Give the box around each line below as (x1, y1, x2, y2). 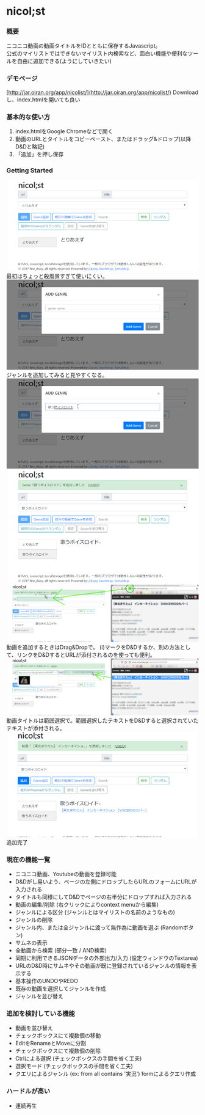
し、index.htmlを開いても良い (6, 96, 81, 103)
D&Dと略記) (15, 143, 45, 150)
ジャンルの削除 (15, 916, 53, 924)
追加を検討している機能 (6, 1009, 75, 1018)
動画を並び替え (15, 1025, 53, 1032)
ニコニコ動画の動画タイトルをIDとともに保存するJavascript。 (6, 42, 161, 49)
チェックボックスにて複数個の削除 (15, 1047, 101, 1055)
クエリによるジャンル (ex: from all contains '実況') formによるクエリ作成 (15, 1070, 196, 1078)
